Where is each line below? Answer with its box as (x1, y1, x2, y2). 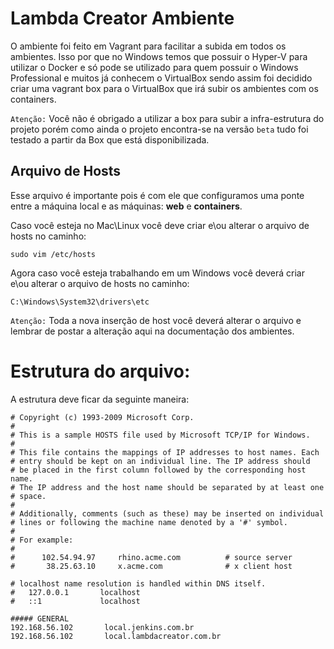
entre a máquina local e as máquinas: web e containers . (10, 200, 243, 212)
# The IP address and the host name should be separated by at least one (10, 482, 325, 492)
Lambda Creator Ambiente (10, 7, 235, 30)
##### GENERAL (10, 613, 70, 624)
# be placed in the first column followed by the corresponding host (10, 465, 307, 475)
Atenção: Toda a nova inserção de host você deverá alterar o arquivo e (10, 314, 302, 326)
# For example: (10, 535, 74, 545)
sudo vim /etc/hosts (10, 249, 97, 259)
